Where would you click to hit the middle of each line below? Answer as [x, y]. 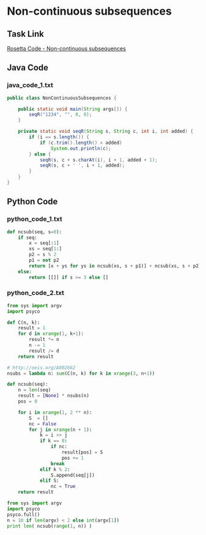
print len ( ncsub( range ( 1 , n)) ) [50, 526]
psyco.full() [24, 514]
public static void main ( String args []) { [73, 109]
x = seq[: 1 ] [44, 243]
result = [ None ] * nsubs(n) [53, 396]
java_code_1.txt [30, 85]
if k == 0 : [53, 441]
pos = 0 [28, 402]
